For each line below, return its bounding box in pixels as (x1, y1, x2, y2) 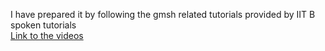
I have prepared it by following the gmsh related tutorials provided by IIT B (10, 9, 316, 20)
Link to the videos (10, 30, 84, 41)
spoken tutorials (10, 19, 77, 31)
